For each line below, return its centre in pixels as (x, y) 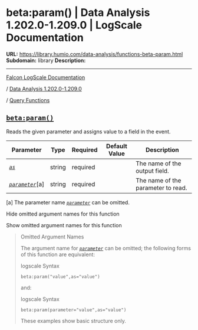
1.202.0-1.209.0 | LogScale (74, 25)
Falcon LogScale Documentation (46, 77)
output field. (152, 171)
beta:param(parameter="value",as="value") (73, 310)
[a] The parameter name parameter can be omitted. (68, 202)
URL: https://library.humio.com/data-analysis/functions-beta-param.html (95, 54)
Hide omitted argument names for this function (63, 214)
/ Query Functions (28, 100)
